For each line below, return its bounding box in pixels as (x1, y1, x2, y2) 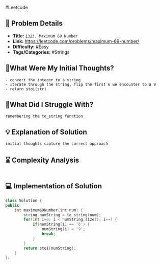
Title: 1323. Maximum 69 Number (12, 33, 78, 39)
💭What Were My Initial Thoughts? (5, 64, 115, 73)
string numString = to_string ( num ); (23, 212, 101, 217)
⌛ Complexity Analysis (5, 156, 79, 164)
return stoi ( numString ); (23, 246, 76, 251)
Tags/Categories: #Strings (12, 49, 70, 55)
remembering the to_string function (5, 114, 83, 119)
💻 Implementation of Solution (5, 182, 102, 191)
